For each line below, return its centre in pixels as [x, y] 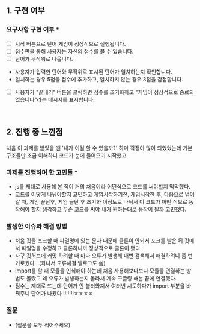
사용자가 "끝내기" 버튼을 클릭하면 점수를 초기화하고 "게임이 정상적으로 [96, 92]
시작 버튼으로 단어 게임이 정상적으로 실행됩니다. [70, 43]
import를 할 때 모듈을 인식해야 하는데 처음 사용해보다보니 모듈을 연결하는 [100, 271]
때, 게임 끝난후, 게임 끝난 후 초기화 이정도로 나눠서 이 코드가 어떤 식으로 [105, 202]
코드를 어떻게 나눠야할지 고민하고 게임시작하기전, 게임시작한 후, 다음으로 [99, 194]
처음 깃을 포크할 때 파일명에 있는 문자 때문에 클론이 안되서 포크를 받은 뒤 [99, 241]
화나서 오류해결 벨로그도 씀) [74, 263]
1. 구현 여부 [26, 11]
